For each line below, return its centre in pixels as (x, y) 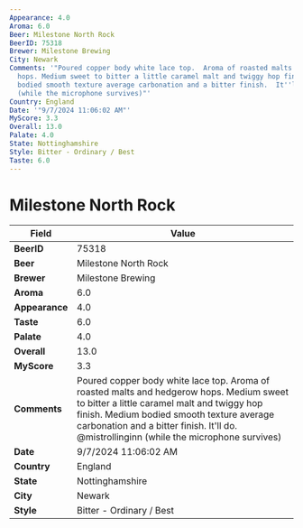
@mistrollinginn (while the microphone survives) (179, 437)
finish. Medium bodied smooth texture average (175, 414)
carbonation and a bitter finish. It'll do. (156, 426)
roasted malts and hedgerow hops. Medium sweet (182, 392)
